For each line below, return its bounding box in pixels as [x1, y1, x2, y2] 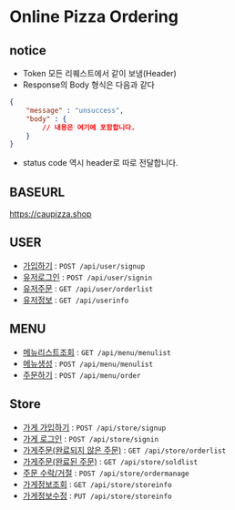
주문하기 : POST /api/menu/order [22, 369, 141, 380]
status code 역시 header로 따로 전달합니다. [22, 158, 179, 168]
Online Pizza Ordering [9, 6, 179, 27]
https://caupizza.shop [9, 209, 92, 219]
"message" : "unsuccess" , [26, 106, 125, 115]
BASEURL [9, 184, 66, 199]
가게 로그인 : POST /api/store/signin [22, 433, 159, 444]
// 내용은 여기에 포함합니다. [42, 123, 136, 132]
